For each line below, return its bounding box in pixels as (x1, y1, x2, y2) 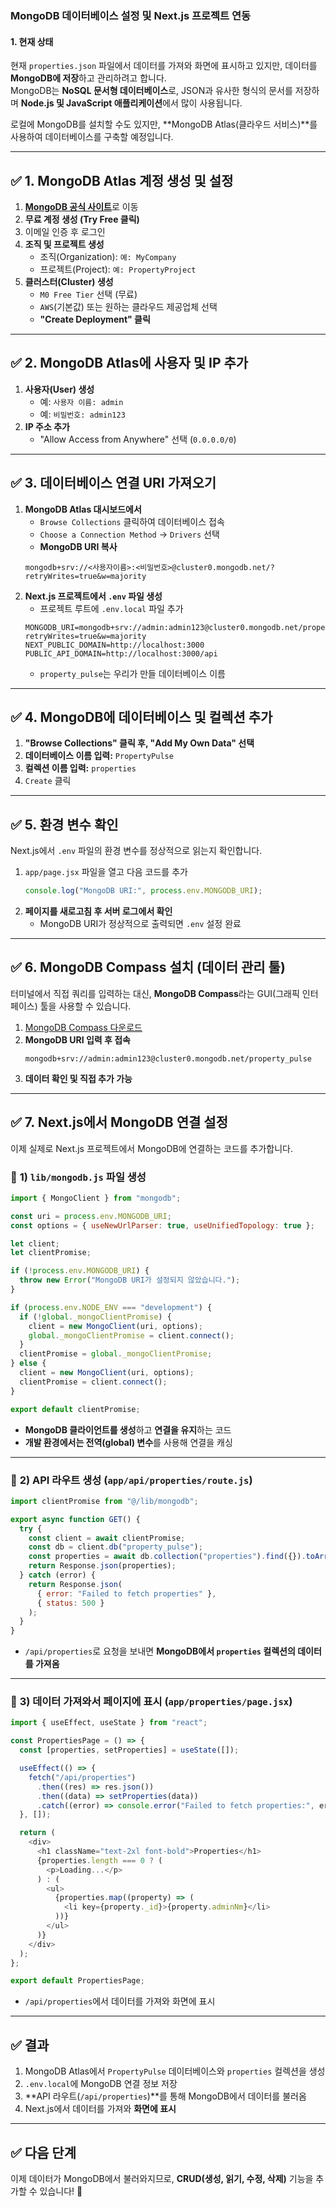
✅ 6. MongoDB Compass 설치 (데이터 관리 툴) (10, 959, 286, 976)
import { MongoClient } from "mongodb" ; (10, 1193, 182, 1203)
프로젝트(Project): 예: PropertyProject (39, 263, 197, 275)
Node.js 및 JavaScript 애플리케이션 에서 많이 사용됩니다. (20, 97, 243, 109)
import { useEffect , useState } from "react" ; (10, 1718, 208, 1728)
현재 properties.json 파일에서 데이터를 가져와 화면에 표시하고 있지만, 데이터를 (10, 60, 318, 72)
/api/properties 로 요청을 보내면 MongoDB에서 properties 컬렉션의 (24, 1645, 296, 1657)
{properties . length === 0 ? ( (36, 1855, 163, 1866)
